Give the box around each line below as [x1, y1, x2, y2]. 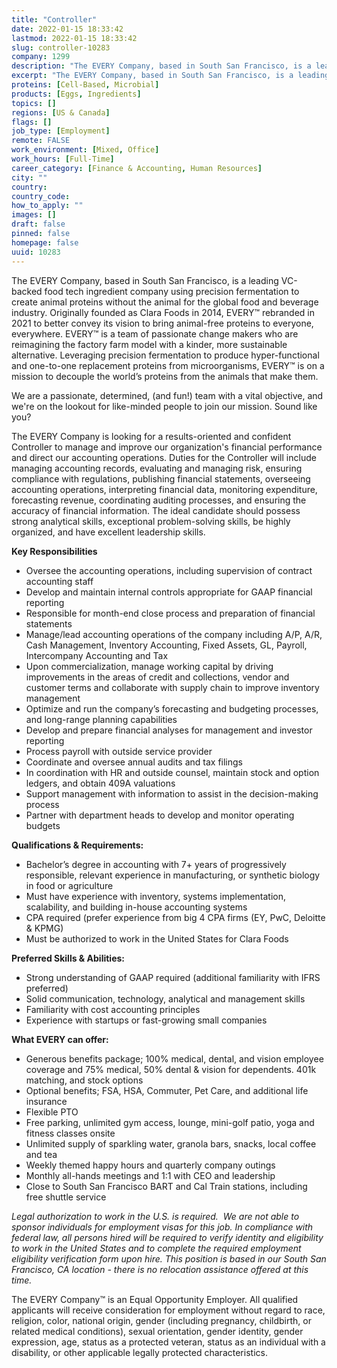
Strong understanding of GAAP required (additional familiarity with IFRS [25, 971, 321, 983]
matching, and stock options [25, 1074, 144, 1086]
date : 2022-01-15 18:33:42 [11, 24, 124, 34]
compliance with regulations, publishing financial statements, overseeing [11, 472, 311, 485]
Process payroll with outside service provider [25, 745, 213, 757]
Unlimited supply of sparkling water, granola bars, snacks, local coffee [25, 1137, 317, 1150]
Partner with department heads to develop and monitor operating [25, 809, 295, 821]
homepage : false [11, 237, 79, 248]
